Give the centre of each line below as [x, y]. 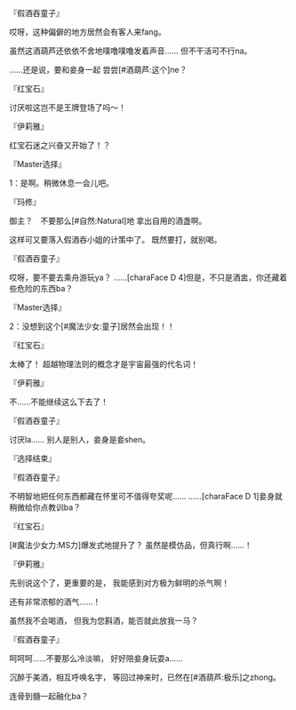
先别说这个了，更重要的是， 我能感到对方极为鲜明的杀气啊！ [119, 583]
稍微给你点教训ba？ [45, 507]
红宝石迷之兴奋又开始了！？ [60, 145]
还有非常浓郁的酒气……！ [55, 602]
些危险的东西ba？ [41, 288]
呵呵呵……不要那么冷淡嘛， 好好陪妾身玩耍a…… [96, 658]
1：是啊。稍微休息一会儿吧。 [61, 183]
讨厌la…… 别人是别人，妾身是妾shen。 [80, 439]
